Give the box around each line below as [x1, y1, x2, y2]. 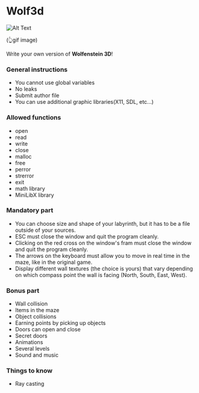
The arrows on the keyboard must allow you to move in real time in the [14, 252, 190, 259]
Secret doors [14, 332, 48, 339]
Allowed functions [6, 113, 62, 122]
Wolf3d [6, 4, 44, 18]
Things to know [6, 366, 53, 375]
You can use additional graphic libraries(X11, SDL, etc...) [14, 98, 154, 106]
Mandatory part [6, 206, 54, 215]
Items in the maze [14, 307, 60, 314]
